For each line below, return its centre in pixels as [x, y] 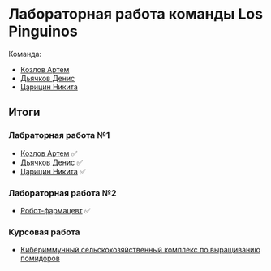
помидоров [40, 258]
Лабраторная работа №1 [59, 135]
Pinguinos [43, 31]
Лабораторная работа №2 [62, 193]
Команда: [25, 54]
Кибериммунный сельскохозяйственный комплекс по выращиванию [140, 250]
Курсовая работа [44, 232]
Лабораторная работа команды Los [136, 14]
